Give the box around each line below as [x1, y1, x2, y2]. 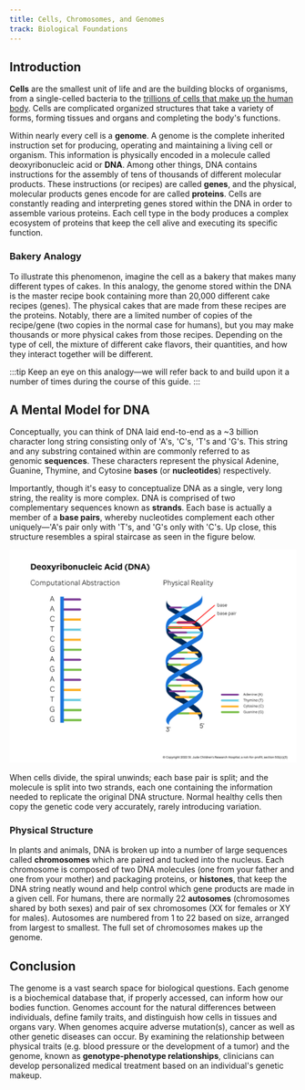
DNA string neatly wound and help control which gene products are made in [9, 884, 295, 895]
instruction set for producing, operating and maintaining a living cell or [9, 140, 273, 151]
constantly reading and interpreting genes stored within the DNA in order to [9, 198, 293, 209]
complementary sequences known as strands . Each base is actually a [9, 502, 272, 513]
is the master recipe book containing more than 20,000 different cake [9, 290, 270, 301]
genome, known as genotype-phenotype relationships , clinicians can [9, 1051, 275, 1062]
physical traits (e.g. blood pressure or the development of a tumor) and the [9, 1041, 290, 1052]
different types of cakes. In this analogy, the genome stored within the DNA [9, 280, 292, 291]
